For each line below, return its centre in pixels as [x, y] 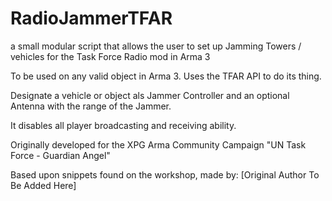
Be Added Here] [43, 185]
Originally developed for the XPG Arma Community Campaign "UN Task [158, 144]
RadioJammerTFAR [91, 18]
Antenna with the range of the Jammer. [91, 106]
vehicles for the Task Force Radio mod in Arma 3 [110, 56]
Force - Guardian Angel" [60, 155]
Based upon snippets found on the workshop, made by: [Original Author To [165, 174]
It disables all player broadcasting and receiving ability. [123, 125]
